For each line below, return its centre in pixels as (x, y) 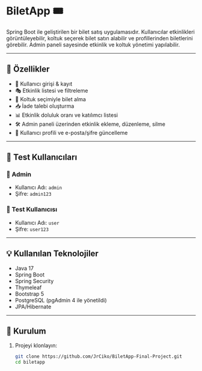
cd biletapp (30, 362)
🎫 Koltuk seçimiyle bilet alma (50, 99)
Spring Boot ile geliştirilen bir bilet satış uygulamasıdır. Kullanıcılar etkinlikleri (101, 32)
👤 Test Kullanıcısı (32, 210)
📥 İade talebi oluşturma (44, 106)
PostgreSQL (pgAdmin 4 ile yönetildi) (61, 300)
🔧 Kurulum (26, 331)
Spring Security (34, 281)
